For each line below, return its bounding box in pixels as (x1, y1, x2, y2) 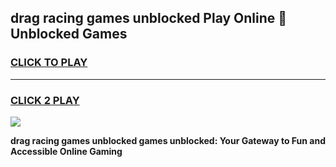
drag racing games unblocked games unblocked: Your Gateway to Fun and (10, 134, 327, 146)
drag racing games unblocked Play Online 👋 (10, 10, 288, 27)
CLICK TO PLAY (10, 56, 88, 70)
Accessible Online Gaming (10, 145, 123, 157)
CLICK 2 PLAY (10, 93, 80, 107)
